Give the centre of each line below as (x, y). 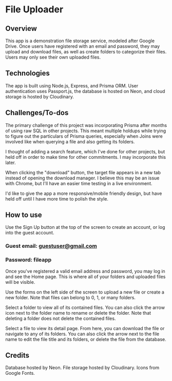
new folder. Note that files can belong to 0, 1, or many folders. (71, 297)
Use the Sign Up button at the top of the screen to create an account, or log (85, 227)
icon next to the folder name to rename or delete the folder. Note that (78, 313)
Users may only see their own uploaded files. (53, 57)
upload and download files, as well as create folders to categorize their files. (86, 52)
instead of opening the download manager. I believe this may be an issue (82, 178)
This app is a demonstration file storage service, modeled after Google (80, 41)
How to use (24, 215)
